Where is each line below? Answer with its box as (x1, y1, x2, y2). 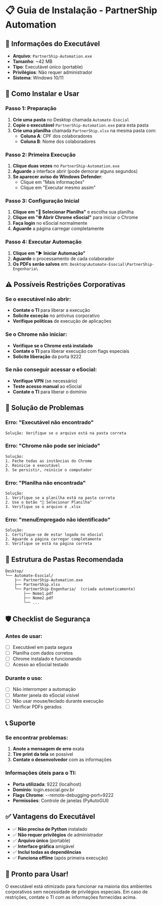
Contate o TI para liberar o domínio (12, 388, 87, 395)
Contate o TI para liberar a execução (12, 307, 90, 313)
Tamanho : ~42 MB (12, 58, 52, 65)
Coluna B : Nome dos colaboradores (20, 138, 96, 144)
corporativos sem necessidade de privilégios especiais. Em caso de (5, 889, 148, 895)
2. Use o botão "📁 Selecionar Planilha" (5, 500, 93, 505)
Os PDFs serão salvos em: (12, 261, 69, 267)
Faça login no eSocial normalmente (12, 220, 88, 226)
